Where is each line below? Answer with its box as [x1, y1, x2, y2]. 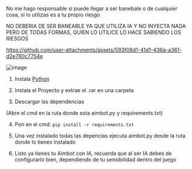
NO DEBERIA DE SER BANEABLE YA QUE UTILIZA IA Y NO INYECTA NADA [6, 23, 186, 29]
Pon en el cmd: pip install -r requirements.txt [14, 121, 134, 128]
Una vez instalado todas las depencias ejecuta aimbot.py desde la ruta [14, 132, 186, 139]
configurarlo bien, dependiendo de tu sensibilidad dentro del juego [14, 156, 177, 163]
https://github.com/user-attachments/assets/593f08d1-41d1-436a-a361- [6, 46, 182, 53]
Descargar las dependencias [14, 98, 85, 105]
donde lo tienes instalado [14, 138, 76, 146]
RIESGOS [6, 35, 29, 42]
